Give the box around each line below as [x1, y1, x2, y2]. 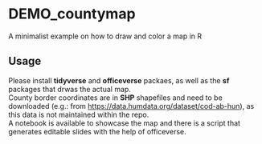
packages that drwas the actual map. [8, 84, 131, 94]
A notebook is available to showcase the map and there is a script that [8, 118, 241, 128]
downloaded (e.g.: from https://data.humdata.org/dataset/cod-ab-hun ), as [8, 101, 255, 110]
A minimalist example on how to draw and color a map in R [8, 31, 203, 41]
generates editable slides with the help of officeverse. [8, 126, 186, 136]
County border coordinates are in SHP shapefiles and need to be [8, 93, 223, 102]
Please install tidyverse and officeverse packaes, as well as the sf [8, 75, 230, 85]
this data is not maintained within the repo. [8, 110, 149, 119]
